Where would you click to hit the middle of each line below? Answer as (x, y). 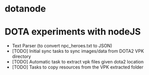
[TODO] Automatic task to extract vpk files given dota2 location (78, 62)
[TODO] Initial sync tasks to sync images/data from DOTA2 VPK (78, 51)
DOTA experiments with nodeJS (73, 32)
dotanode (25, 9)
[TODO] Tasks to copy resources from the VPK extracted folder (78, 67)
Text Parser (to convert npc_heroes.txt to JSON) (62, 46)
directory (21, 56)
